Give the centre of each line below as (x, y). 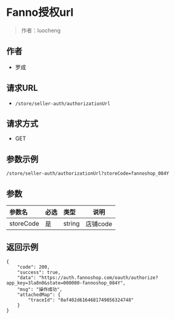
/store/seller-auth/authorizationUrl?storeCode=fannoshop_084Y (88, 173)
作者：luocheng (41, 30)
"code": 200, (34, 267)
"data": (27, 277)
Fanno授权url (40, 12)
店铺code (99, 224)
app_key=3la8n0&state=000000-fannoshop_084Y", (66, 283)
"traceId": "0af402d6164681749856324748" (81, 300)
